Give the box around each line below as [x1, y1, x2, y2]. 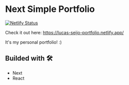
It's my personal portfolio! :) [5, 39, 62, 45]
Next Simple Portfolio [5, 3, 95, 15]
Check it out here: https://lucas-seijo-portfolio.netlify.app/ [5, 29, 124, 35]
